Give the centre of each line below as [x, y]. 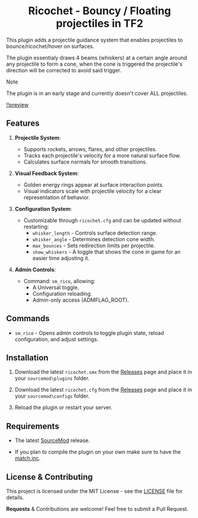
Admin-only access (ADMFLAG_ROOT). [81, 300]
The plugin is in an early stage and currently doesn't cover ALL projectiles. [97, 93]
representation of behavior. [57, 197]
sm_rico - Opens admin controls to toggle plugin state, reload [89, 332]
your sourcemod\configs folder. [52, 396]
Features [23, 124]
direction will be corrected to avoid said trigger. [64, 70]
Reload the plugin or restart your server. [63, 408]
